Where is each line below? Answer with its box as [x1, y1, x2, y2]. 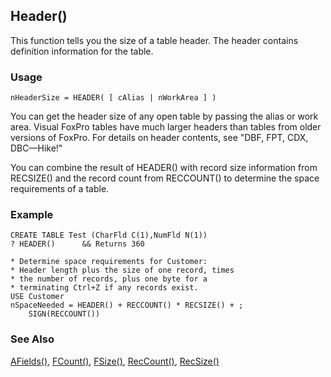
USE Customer [10, 292, 65, 302]
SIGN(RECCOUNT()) [28, 309, 101, 319]
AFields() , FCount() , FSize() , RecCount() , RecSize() [10, 355, 220, 367]
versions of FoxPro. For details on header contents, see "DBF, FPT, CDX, [10, 132, 309, 144]
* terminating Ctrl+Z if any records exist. [10, 283, 199, 293]
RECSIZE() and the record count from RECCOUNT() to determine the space [10, 172, 320, 184]
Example [10, 208, 54, 222]
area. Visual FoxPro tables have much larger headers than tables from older [10, 121, 322, 133]
